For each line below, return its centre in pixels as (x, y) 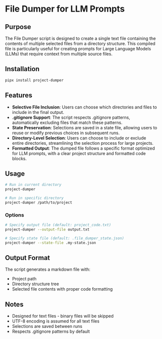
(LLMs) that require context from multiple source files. (59, 54)
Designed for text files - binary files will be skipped (63, 316)
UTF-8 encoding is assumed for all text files (56, 321)
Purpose (18, 27)
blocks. (19, 158)
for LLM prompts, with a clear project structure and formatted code (79, 153)
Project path (24, 279)
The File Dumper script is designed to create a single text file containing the (81, 38)
